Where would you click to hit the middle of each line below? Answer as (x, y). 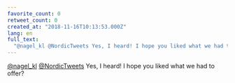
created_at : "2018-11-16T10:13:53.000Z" (67, 27)
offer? (16, 73)
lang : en (20, 33)
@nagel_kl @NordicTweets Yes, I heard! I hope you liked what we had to (111, 66)
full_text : (23, 40)
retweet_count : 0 (33, 20)
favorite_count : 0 (34, 14)
